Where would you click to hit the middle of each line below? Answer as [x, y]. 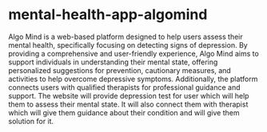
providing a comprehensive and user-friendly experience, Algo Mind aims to [134, 53]
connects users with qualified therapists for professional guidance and [125, 87]
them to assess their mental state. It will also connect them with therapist [128, 104]
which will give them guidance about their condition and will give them [124, 112]
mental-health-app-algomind [108, 15]
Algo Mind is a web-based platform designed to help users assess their [126, 37]
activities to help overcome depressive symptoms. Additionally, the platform [133, 79]
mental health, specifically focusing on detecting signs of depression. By [128, 45]
